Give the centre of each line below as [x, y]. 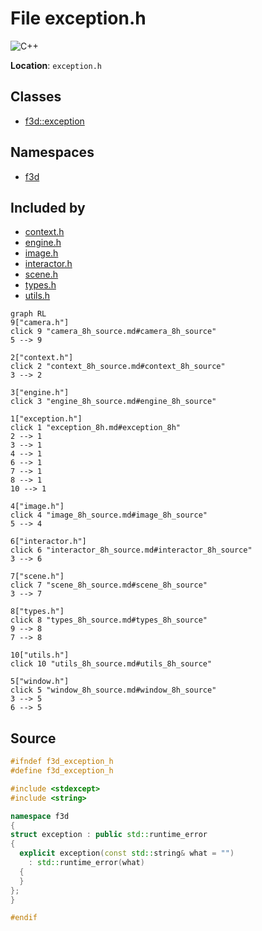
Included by [48, 207]
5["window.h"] [40, 682]
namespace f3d [40, 816]
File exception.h [78, 18]
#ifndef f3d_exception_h [62, 762]
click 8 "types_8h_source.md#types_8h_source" [109, 620]
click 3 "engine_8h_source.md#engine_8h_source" [113, 402]
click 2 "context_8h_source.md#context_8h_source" [118, 367]
